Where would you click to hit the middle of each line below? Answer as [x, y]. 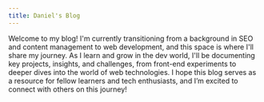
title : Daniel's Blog [44, 16]
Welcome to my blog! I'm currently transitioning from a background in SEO [131, 38]
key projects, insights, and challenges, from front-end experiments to [122, 64]
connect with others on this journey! [68, 89]
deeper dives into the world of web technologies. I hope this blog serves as [132, 72]
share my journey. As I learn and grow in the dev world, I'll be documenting [132, 55]
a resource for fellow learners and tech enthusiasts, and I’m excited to [123, 80]
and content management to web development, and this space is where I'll [131, 47]
